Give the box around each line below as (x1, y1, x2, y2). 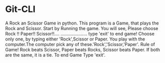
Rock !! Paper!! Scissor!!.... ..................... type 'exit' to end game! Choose (5, 30, 154, 36)
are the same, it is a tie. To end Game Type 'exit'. (5, 51, 106, 58)
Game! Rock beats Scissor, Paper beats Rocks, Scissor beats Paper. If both (5, 46, 160, 52)
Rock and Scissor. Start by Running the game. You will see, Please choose (5, 25, 158, 31)
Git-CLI (5, 3, 36, 15)
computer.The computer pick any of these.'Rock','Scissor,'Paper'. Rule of (5, 41, 155, 47)
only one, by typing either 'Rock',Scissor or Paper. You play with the (5, 36, 145, 42)
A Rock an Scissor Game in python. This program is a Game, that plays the (5, 20, 159, 26)
